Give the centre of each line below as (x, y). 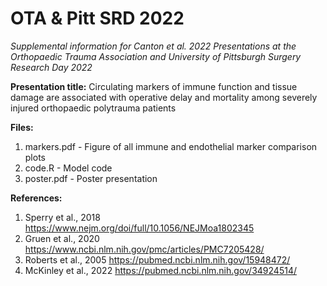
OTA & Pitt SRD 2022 (97, 18)
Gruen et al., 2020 (62, 238)
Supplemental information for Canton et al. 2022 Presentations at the (153, 46)
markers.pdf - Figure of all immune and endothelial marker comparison (171, 146)
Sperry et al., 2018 (62, 217)
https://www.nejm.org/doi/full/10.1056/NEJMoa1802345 (139, 228)
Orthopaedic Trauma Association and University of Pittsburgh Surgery (156, 56)
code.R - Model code (68, 168)
